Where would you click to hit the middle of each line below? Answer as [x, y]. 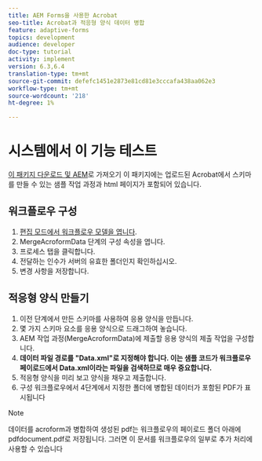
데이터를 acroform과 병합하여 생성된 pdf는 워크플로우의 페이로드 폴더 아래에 [125, 429]
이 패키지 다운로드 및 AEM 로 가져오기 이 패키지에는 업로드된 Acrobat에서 [120, 174]
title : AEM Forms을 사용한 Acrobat [63, 15]
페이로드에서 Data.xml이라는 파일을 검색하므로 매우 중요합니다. [116, 368]
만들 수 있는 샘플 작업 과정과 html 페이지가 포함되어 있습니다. [109, 185]
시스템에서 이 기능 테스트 [83, 151]
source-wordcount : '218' [49, 96]
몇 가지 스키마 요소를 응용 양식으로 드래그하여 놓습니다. [103, 328]
